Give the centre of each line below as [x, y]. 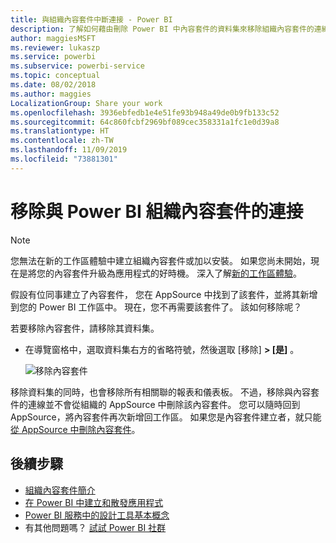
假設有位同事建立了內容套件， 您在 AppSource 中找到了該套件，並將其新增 [164, 294]
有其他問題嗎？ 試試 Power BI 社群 [95, 527]
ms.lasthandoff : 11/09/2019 [69, 150]
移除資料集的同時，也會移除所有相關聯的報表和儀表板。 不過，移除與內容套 [165, 392]
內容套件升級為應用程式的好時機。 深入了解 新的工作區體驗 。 [177, 273]
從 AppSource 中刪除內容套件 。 [75, 429]
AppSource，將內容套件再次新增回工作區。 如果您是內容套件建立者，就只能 [166, 417]
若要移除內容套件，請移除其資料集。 [85, 328]
